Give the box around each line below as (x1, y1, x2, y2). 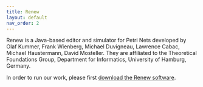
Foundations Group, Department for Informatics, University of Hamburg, (6, 56, 187, 63)
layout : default (6, 14, 47, 21)
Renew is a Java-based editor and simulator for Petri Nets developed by (6, 37, 187, 44)
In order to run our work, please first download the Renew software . (6, 74, 176, 82)
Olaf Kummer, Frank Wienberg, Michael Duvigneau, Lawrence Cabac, (6, 43, 181, 50)
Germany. (6, 62, 31, 69)
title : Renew (6, 8, 40, 15)
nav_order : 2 (6, 20, 40, 26)
